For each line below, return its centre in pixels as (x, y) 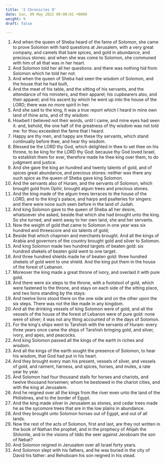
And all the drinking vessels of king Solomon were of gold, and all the (83, 309)
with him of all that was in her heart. (49, 63)
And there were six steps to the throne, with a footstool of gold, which (83, 283)
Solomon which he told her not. (44, 73)
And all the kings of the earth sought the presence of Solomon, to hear (84, 351)
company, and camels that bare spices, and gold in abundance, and (81, 53)
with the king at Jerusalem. (40, 388)
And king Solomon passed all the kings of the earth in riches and (78, 340)
